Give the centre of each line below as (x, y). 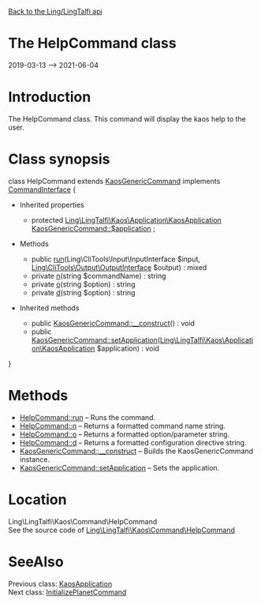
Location (37, 499)
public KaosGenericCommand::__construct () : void (113, 323)
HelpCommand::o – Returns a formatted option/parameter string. (125, 434)
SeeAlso (36, 562)
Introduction (50, 97)
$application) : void (128, 348)
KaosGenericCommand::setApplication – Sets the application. (119, 467)
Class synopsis (59, 159)
